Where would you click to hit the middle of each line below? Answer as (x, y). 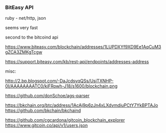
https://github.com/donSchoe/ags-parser (47, 96)
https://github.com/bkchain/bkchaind (43, 111)
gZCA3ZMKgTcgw (24, 52)
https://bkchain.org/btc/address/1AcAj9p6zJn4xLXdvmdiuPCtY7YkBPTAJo (82, 105)
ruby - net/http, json (26, 18)
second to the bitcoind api (32, 37)
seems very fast (22, 28)
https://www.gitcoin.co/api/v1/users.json (47, 126)
